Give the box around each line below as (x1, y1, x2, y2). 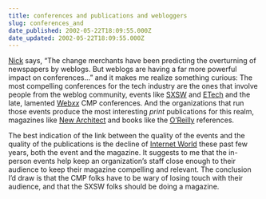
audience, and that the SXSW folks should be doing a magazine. (8, 181, 220, 192)
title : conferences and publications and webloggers (8, 11, 188, 20)
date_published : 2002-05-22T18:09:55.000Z (8, 26, 152, 34)
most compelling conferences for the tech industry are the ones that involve (8, 82, 258, 91)
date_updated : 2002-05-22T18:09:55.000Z (8, 34, 145, 42)
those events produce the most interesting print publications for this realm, (8, 107, 254, 117)
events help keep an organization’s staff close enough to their (33, 157, 236, 166)
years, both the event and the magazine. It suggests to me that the (8, 148, 228, 157)
